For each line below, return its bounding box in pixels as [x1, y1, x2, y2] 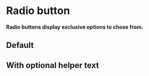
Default [6, 40, 34, 50]
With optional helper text [6, 60, 99, 70]
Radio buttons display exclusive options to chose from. [6, 23, 144, 30]
